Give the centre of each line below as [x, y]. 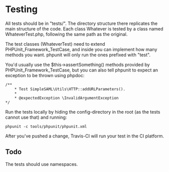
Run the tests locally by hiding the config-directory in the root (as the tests [83, 112]
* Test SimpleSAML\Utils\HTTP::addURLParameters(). [70, 89]
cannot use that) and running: [36, 117]
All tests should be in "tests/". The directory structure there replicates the [81, 23]
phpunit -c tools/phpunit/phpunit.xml [46, 126]
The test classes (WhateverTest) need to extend [55, 44]
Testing [22, 9]
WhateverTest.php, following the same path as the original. [67, 34]
